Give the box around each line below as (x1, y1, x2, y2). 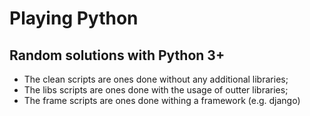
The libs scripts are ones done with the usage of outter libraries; (23, 84, 289, 96)
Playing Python (9, 7, 139, 30)
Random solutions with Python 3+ (9, 47, 226, 64)
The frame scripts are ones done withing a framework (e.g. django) (23, 95, 301, 106)
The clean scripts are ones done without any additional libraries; (23, 73, 289, 85)
